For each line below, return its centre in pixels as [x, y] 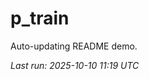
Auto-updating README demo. [74, 46]
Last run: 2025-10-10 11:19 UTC [75, 65]
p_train [40, 18]
